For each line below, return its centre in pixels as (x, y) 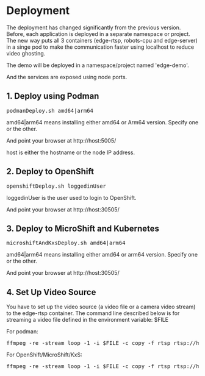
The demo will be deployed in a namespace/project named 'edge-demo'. (98, 65)
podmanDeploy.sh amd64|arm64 (50, 111)
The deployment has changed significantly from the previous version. (94, 27)
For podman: (22, 332)
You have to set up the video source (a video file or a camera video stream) (101, 307)
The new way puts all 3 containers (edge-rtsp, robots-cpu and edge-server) (102, 40)
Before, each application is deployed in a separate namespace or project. (98, 34)
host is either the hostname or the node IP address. (71, 152)
